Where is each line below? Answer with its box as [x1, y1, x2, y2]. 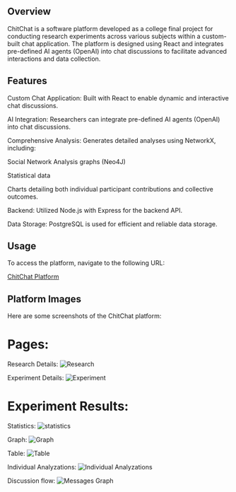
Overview [7, 6, 52, 18]
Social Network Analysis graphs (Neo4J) [7, 157, 126, 165]
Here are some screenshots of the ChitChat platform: [7, 312, 162, 320]
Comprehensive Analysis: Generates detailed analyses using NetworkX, [7, 136, 216, 144]
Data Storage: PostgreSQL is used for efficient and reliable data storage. [7, 219, 218, 228]
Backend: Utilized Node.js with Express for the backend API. [7, 206, 182, 214]
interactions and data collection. [7, 54, 101, 63]
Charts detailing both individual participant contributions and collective [7, 184, 213, 193]
